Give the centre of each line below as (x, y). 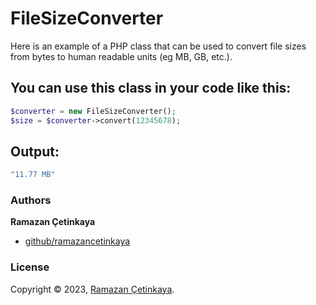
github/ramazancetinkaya (77, 241)
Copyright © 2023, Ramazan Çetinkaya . (92, 289)
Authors (31, 200)
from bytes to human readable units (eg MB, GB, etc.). (121, 56)
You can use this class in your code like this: (151, 88)
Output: (35, 151)
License (30, 267)
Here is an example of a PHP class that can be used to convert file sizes (158, 46)
